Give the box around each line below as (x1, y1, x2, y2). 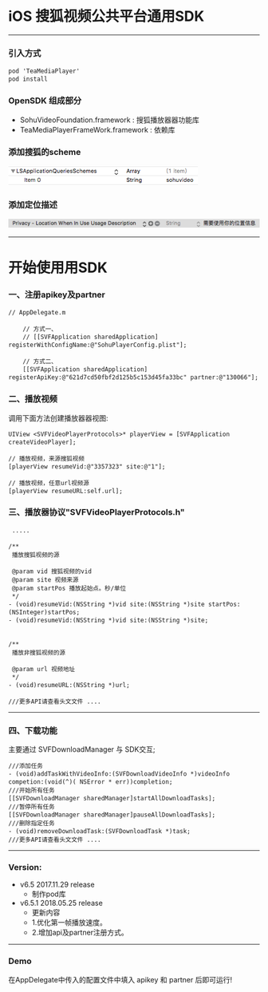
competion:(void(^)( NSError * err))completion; (8, 778, 173, 786)
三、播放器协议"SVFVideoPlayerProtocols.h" (8, 507, 185, 518)
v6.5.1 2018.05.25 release (19, 899, 104, 908)
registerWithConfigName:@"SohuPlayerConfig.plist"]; (8, 341, 187, 350)
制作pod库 (31, 889, 66, 899)
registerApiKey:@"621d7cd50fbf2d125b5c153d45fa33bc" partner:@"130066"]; (8, 373, 259, 381)
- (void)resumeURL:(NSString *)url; (8, 681, 130, 689)
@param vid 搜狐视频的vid (11, 567, 92, 575)
